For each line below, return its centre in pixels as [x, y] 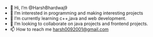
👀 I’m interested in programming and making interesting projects [76, 13]
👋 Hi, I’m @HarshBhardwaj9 [39, 8]
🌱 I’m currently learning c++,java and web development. [68, 18]
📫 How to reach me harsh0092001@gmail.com [59, 29]
